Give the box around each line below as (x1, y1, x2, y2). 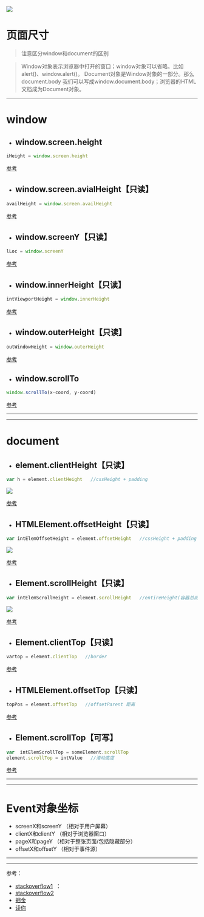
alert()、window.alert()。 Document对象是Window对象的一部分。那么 (21, 70, 195, 77)
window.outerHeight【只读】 (15, 327, 127, 338)
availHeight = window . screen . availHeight (6, 200, 113, 206)
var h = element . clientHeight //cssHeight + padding (6, 477, 148, 483)
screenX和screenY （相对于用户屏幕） (15, 823, 111, 830)
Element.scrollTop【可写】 (15, 732, 118, 743)
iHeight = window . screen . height (6, 152, 88, 159)
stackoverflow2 (15, 890, 55, 897)
